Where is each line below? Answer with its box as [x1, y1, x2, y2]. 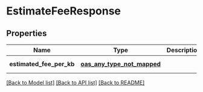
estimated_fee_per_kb [9, 60, 75, 68]
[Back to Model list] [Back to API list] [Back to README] [6, 79, 145, 86]
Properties [6, 28, 47, 38]
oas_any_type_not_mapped [80, 60, 161, 68]
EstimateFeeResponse [6, 4, 121, 18]
